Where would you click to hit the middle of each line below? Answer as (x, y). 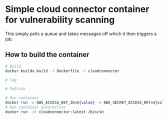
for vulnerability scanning (60, 20)
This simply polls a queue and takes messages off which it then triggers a (81, 33)
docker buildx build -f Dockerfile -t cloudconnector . (64, 71)
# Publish (15, 89)
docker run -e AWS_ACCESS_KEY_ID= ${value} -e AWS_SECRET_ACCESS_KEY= (79, 103)
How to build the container (47, 55)
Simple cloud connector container (77, 9)
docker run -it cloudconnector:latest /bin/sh (54, 112)
